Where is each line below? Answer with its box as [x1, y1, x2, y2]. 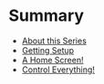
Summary [8, 5, 84, 26]
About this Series [21, 35, 88, 46]
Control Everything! [21, 64, 95, 75]
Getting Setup [21, 44, 75, 55]
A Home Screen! [21, 54, 84, 65]
